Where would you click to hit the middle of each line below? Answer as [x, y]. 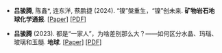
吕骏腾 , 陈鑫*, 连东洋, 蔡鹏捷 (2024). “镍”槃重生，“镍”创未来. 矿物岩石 [111, 11]
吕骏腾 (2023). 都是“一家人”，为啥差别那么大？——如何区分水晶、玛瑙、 [115, 34]
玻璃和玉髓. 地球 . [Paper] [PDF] [58, 42]
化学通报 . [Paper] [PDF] [53, 19]
